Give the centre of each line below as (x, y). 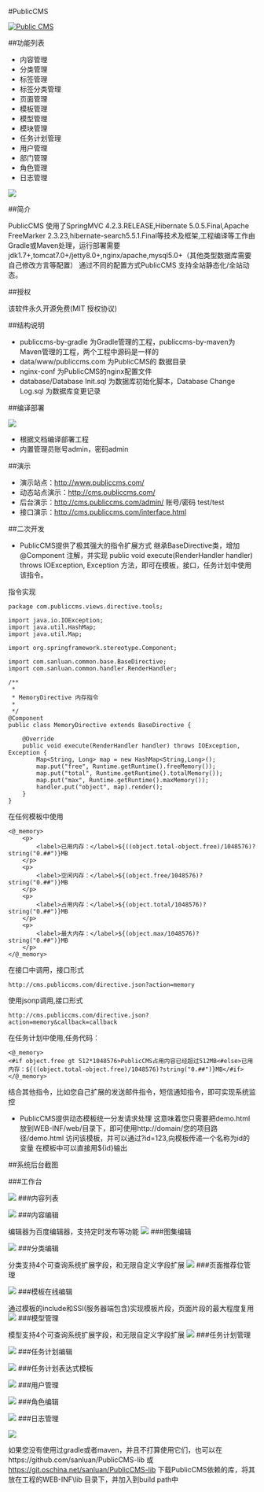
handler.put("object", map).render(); (100, 787)
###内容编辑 (38, 1215)
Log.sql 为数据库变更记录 (60, 391)
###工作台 (25, 1181)
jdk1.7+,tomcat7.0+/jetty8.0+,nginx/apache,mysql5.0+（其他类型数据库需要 (130, 255)
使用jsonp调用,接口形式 (46, 1000)
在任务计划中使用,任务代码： (54, 1038)
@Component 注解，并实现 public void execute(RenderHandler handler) (136, 555)
